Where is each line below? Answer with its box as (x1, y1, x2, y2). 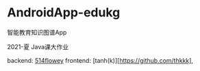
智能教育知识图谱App (7, 28, 67, 36)
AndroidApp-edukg (7, 5, 121, 20)
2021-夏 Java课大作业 (7, 42, 69, 51)
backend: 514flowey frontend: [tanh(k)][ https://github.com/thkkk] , (7, 56, 194, 64)
